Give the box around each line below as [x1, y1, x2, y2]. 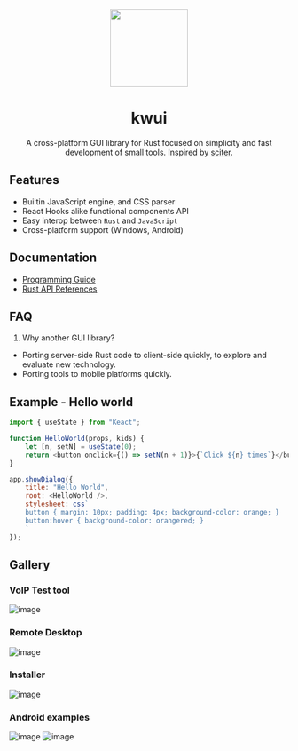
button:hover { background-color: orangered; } [25, 515, 204, 525]
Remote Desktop [9, 627, 82, 639]
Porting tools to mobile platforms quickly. [21, 369, 173, 379]
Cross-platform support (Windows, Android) [21, 224, 184, 235]
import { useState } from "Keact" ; [9, 418, 141, 427]
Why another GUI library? [21, 332, 115, 343]
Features [9, 172, 59, 188]
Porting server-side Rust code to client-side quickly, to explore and [21, 350, 268, 361]
